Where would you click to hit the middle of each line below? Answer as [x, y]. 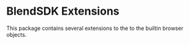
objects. [17, 34]
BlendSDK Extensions [63, 11]
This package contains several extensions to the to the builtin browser [95, 28]
